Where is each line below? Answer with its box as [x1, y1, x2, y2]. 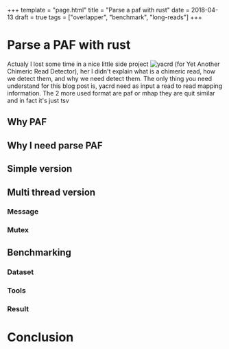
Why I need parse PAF [7, 139, 103, 151]
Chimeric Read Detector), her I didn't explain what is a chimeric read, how [7, 67, 216, 75]
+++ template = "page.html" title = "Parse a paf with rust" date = [7, 6, 190, 14]
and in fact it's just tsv [7, 96, 70, 104]
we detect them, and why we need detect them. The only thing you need [7, 74, 213, 82]
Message [7, 207, 39, 216]
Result [7, 304, 29, 313]
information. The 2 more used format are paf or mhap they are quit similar [7, 89, 215, 97]
